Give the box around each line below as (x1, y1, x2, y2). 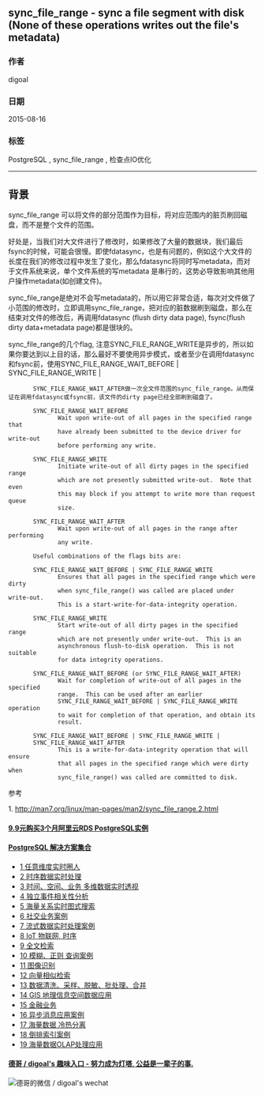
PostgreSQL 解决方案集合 (8, 843, 92, 852)
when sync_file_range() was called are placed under (58, 587, 235, 595)
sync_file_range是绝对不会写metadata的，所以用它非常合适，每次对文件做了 (8, 293, 256, 303)
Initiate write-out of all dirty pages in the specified (58, 462, 248, 471)
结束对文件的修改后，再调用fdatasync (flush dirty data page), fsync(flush (8, 313, 245, 322)
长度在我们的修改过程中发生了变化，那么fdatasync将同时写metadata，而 (8, 257, 244, 266)
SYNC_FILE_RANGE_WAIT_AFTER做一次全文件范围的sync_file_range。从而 (32, 385, 248, 393)
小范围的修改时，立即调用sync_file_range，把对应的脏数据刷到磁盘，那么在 (8, 303, 253, 313)
